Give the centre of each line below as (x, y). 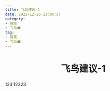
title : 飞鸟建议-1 (23, 10)
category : (15, 19)
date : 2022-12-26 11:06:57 (33, 14)
